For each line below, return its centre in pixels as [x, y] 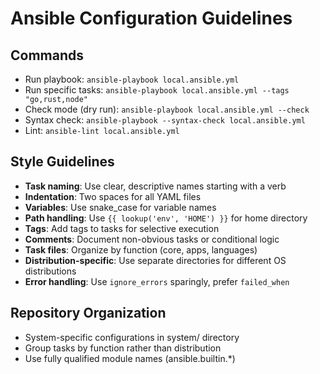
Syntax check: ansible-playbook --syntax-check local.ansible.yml [165, 120]
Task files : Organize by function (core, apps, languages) [141, 249]
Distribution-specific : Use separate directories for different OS [155, 260]
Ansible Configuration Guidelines [151, 18]
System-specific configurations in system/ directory [132, 337]
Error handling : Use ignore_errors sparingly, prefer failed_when [157, 281]
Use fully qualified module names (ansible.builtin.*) [130, 358]
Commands [47, 55]
